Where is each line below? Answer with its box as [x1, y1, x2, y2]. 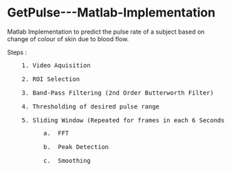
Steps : [7, 48, 27, 56]
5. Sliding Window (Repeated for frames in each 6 [21, 116, 196, 124]
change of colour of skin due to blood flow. [7, 34, 129, 43]
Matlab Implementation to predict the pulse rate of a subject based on [7, 27, 205, 36]
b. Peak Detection [43, 143, 109, 150]
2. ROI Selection [21, 75, 80, 83]
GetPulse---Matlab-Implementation [7, 5, 216, 21]
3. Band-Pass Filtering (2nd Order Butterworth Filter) [21, 89, 214, 97]
